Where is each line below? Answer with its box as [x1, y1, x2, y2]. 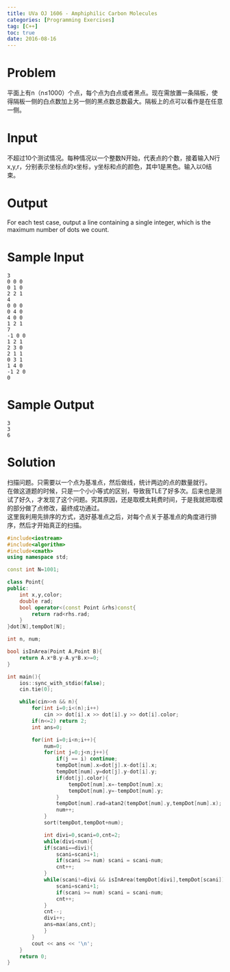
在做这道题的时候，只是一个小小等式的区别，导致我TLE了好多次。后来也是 [7, 487, 216, 495]
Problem [7, 65, 56, 81]
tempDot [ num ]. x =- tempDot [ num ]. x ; [68, 780, 164, 788]
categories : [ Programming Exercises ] [7, 16, 115, 23]
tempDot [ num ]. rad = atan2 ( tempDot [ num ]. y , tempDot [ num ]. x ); [55, 800, 222, 807]
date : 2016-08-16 [7, 36, 57, 43]
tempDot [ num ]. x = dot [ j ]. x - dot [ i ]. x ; [55, 762, 157, 769]
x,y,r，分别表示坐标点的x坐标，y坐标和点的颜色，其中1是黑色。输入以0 [7, 163, 207, 170]
